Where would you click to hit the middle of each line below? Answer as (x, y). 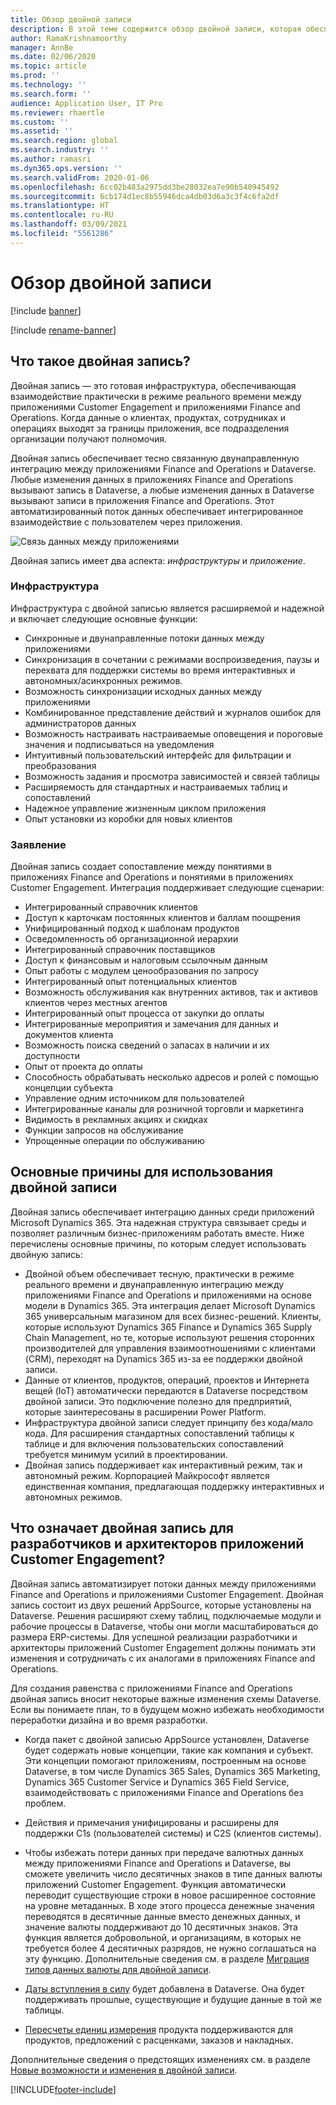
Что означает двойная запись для (122, 1528)
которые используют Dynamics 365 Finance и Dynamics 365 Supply (168, 1327)
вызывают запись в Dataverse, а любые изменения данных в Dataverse (162, 490)
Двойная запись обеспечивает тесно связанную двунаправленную (155, 458)
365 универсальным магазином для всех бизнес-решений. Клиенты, (173, 1316)
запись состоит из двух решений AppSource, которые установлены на (161, 1605)
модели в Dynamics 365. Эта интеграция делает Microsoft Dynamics (170, 1305)
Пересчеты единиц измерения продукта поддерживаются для (158, 2029)
